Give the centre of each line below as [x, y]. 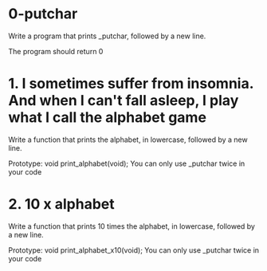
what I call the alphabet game [108, 118]
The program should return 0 [56, 51]
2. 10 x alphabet [61, 204]
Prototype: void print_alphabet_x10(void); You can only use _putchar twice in [134, 250]
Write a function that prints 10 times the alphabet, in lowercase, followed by [132, 226]
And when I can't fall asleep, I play [124, 101]
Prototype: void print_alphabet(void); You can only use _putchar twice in [127, 163]
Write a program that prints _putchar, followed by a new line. [107, 36]
